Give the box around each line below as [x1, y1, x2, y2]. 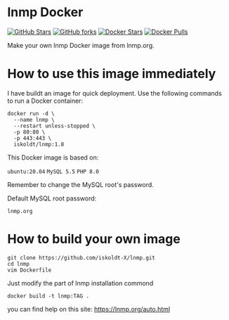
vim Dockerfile [7, 267, 52, 274]
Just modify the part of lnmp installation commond [7, 279, 154, 287]
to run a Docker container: [7, 96, 83, 105]
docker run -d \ [7, 110, 55, 117]
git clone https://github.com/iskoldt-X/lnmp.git [7, 254, 156, 261]
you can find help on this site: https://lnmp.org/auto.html [7, 305, 171, 313]
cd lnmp [7, 260, 30, 267]
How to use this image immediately [7, 66, 216, 82]
